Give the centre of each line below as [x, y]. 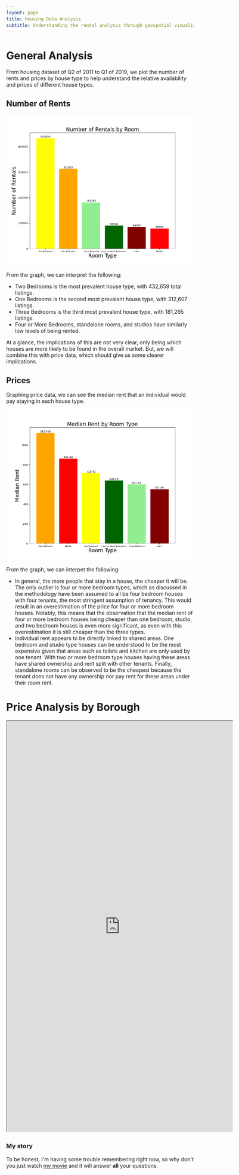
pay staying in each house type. [45, 401]
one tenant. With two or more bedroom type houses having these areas [103, 657]
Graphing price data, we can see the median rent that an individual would [96, 395]
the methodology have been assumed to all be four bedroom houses [99, 594]
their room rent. [34, 683]
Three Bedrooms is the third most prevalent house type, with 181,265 [99, 312]
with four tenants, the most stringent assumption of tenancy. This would [103, 600]
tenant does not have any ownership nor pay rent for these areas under [103, 677]
